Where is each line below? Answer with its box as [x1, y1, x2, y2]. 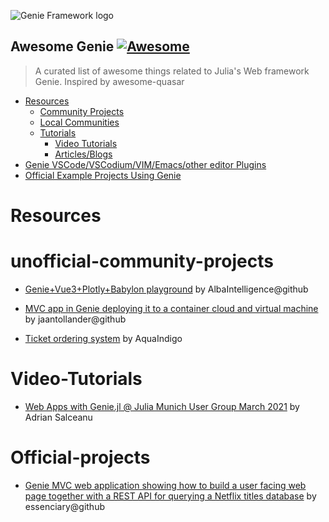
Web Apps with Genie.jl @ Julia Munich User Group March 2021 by [24, 400, 300, 412]
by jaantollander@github [24, 313, 127, 325]
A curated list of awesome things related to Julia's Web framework [34, 65, 310, 77]
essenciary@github [24, 500, 105, 512]
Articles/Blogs [54, 148, 113, 160]
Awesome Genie [10, 38, 115, 55]
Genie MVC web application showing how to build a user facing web [24, 479, 307, 491]
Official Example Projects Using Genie [24, 169, 182, 181]
